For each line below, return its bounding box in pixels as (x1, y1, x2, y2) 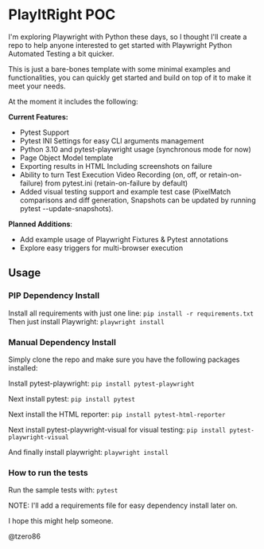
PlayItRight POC (8, 6, 116, 24)
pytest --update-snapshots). (19, 203, 114, 213)
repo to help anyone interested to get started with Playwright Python (8, 40, 232, 49)
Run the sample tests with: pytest (8, 485, 118, 495)
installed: (8, 363, 38, 372)
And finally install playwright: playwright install (8, 447, 169, 457)
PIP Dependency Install (8, 290, 100, 301)
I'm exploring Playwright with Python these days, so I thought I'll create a (8, 32, 247, 41)
